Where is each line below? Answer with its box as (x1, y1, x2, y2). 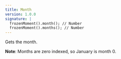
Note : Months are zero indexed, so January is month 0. (5, 49, 117, 55)
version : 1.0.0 (5, 12, 36, 17)
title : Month (5, 7, 32, 12)
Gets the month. (5, 39, 38, 45)
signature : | (5, 16, 32, 21)
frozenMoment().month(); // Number (9, 21, 82, 26)
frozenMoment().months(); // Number (9, 26, 84, 30)
